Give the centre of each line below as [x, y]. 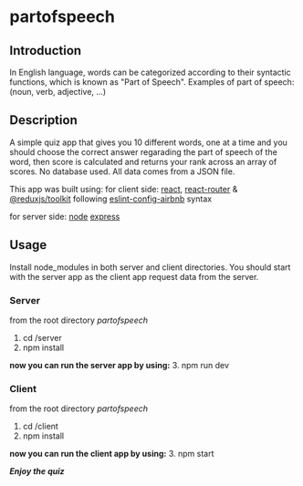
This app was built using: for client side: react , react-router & [124, 189]
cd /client [41, 427]
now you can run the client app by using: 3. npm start [112, 454]
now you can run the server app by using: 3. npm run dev [120, 365]
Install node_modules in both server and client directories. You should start [150, 267]
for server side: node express [65, 216]
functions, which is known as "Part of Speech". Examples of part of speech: [152, 82]
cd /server [42, 337]
